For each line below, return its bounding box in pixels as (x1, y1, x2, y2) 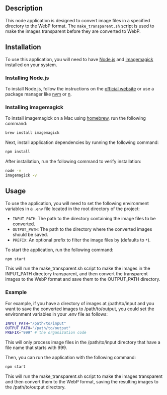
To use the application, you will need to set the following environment (5, 200, 149, 206)
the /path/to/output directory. (5, 384, 66, 390)
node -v (5, 168, 22, 173)
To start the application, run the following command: (5, 246, 114, 253)
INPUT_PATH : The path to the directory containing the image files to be (12, 215, 156, 221)
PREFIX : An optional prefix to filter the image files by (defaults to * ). (12, 237, 151, 243)
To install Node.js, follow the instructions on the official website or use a (5, 85, 154, 91)
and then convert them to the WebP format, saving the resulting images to (5, 379, 158, 385)
